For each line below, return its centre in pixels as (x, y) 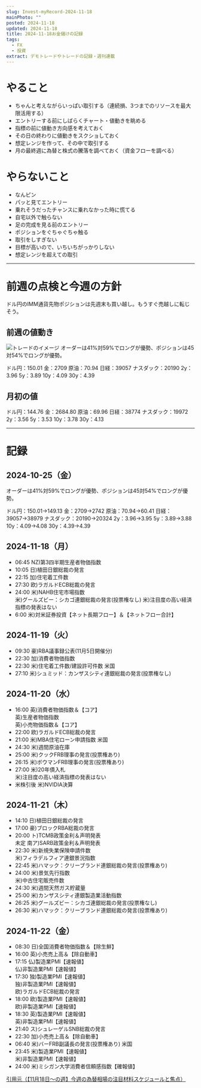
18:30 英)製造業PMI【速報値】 (52, 1014)
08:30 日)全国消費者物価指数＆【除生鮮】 (66, 947)
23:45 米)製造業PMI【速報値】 (52, 1051)
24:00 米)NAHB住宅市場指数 (50, 592)
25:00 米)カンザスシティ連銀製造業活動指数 (68, 895)
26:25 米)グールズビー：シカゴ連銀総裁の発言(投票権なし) (86, 903)
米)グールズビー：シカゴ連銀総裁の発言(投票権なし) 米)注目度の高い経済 (103, 599)
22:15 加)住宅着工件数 (42, 577)
